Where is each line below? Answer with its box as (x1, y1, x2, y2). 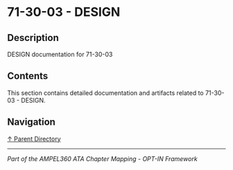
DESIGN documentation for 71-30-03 (7, 50, 113, 58)
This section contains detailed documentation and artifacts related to (7, 88, 205, 97)
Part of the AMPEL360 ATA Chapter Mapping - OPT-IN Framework (7, 154, 198, 163)
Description (7, 32, 59, 44)
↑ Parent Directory (7, 135, 61, 143)
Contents (7, 70, 49, 82)
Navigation (7, 116, 55, 128)
